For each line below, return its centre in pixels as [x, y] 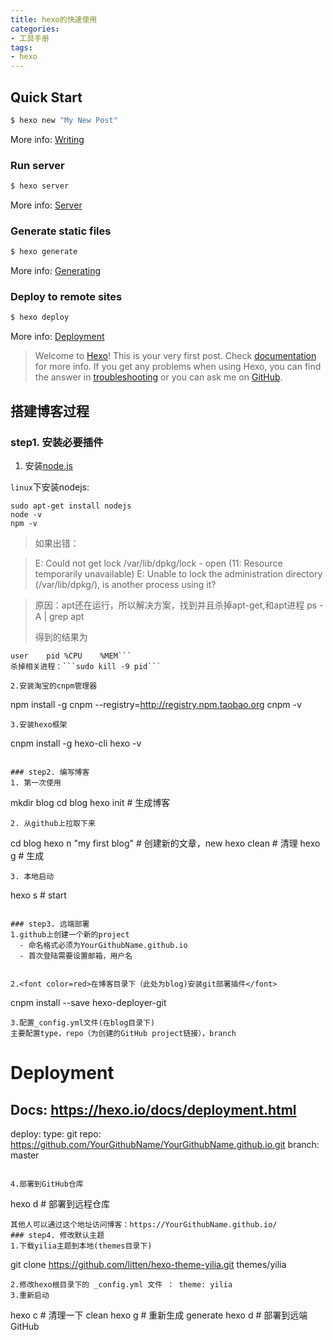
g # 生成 [27, 856]
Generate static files [61, 231]
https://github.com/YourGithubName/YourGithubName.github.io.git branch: [165, 1145]
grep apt [66, 617]
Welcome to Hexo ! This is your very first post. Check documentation [175, 356]
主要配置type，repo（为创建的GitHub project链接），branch [123, 1034]
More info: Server [46, 205]
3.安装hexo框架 [39, 725]
